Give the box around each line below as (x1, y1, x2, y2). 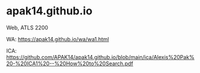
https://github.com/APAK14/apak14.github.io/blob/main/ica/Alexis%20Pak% (6, 53, 195, 60)
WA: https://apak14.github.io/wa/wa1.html (6, 35, 110, 42)
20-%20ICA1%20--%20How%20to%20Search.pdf (6, 60, 134, 67)
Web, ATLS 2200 (6, 24, 48, 31)
